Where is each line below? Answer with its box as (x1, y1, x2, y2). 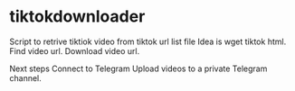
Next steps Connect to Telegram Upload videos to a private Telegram (9, 63, 268, 74)
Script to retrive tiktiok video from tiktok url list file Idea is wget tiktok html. (9, 36, 287, 47)
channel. (9, 72, 43, 83)
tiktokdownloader (9, 6, 146, 27)
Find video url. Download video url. (9, 45, 140, 56)
